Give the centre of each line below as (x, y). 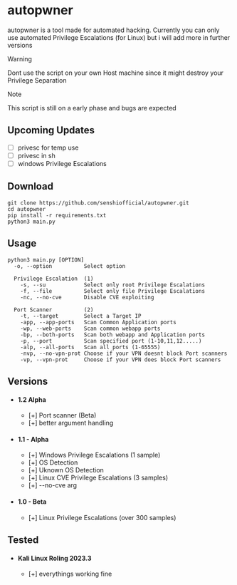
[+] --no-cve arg (52, 485)
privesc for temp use (48, 147)
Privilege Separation (37, 80)
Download (30, 186)
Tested (23, 540)
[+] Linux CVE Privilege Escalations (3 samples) (98, 478)
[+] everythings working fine (70, 574)
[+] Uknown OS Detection (66, 470)
